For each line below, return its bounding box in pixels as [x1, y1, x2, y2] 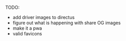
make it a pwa [12, 25, 42, 31]
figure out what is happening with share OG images [12, 20, 121, 26]
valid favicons [12, 31, 42, 36]
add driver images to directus [12, 14, 75, 20]
